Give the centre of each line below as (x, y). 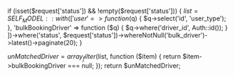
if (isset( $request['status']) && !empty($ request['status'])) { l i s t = (103, 11)
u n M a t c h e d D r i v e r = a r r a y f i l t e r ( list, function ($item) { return (94, 57)
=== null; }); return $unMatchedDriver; (124, 65)
